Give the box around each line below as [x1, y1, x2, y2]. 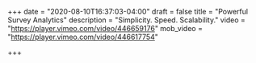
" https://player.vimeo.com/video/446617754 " [7, 32, 159, 41]
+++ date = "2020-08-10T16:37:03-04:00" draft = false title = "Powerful [7, 7, 248, 16]
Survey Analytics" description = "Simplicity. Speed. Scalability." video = [7, 15, 246, 25]
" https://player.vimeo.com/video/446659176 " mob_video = [7, 24, 204, 33]
